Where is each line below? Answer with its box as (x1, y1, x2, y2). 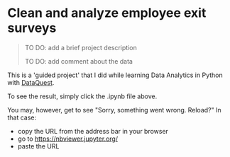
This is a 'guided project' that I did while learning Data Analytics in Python (7, 71, 224, 79)
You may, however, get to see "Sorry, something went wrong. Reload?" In (7, 105, 221, 114)
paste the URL (17, 141, 60, 150)
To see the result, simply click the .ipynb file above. (7, 92, 158, 100)
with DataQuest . (7, 78, 55, 86)
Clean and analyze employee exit (7, 5, 207, 21)
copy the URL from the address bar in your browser (17, 127, 169, 135)
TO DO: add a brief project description (24, 43, 137, 52)
